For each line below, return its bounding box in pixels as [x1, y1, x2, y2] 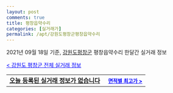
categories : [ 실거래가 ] [6, 25, 62, 32]
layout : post [6, 8, 40, 15]
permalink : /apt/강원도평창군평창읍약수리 [6, 31, 101, 37]
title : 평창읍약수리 [6, 20, 51, 26]
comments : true [6, 14, 45, 21]
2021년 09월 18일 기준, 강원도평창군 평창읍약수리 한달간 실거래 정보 [6, 49, 168, 56]
